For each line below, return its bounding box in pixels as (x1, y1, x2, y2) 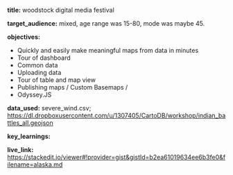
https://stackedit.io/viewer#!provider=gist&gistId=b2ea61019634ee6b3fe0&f (7, 153, 226, 161)
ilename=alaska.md (7, 160, 63, 169)
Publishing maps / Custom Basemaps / (17, 83, 128, 91)
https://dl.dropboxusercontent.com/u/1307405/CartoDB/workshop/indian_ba (7, 111, 226, 119)
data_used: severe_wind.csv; (7, 104, 92, 112)
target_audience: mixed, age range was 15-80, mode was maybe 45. (7, 19, 205, 27)
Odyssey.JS (17, 90, 52, 99)
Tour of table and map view (17, 76, 96, 84)
